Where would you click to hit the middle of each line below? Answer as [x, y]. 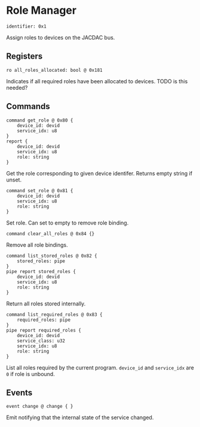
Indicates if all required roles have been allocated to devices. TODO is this [97, 81]
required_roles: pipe [44, 320]
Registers [24, 57]
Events [19, 393]
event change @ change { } [40, 407]
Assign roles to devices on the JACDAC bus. [61, 37]
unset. [14, 180]
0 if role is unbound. [30, 374]
